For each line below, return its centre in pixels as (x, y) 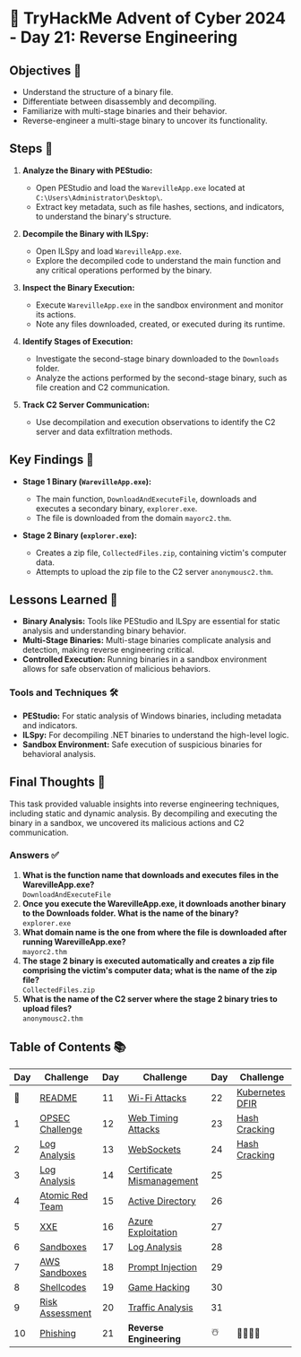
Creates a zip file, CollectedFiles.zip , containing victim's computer (161, 552)
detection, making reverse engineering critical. (108, 650)
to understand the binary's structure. (103, 216)
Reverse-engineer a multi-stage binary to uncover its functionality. (145, 121)
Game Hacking (159, 1287)
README (59, 1098)
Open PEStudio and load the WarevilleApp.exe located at (140, 187)
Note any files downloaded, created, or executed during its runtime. (160, 324)
